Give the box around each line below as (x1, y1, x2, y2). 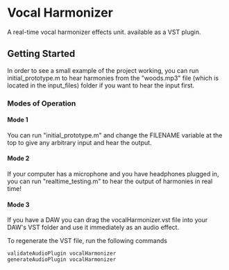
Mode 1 (7, 116, 29, 124)
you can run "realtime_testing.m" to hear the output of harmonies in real (7, 177, 213, 185)
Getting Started (7, 48, 76, 60)
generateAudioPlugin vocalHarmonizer (7, 256, 117, 263)
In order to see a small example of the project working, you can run (7, 66, 199, 74)
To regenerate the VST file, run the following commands (7, 237, 168, 245)
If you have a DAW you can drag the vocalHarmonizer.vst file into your (7, 216, 208, 224)
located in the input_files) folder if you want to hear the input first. (7, 81, 195, 90)
